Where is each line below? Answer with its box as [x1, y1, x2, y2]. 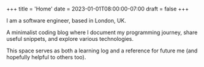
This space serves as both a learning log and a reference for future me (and [6, 47, 198, 54]
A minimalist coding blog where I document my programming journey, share [6, 29, 198, 36]
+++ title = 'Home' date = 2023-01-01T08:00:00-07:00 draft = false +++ [6, 5, 189, 12]
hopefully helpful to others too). [6, 54, 86, 60]
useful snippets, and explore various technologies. [6, 35, 134, 42]
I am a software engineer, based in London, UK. [6, 17, 127, 24]
